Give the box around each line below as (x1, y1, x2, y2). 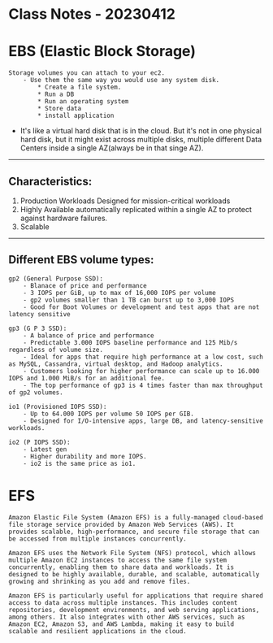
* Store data (37, 105, 82, 113)
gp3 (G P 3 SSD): (8, 324, 67, 332)
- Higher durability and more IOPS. (23, 452, 148, 460)
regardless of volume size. (8, 345, 104, 354)
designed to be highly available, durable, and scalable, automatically (8, 570, 260, 578)
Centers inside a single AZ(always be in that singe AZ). (19, 143, 204, 153)
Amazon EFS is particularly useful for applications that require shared (8, 591, 264, 600)
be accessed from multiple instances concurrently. (8, 534, 187, 543)
